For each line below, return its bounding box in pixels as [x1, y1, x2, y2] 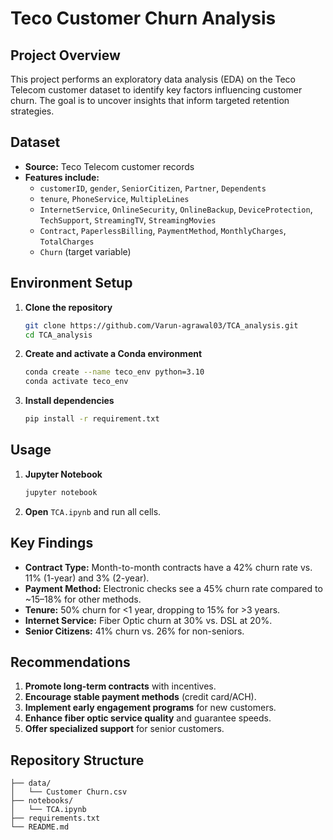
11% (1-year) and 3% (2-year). [24, 572, 150, 584]
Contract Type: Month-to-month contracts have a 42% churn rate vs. [24, 561, 313, 573]
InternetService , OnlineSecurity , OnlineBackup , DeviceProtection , [39, 203, 313, 215]
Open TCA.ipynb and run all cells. [24, 505, 162, 517]
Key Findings [10, 535, 94, 552]
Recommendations [10, 653, 131, 671]
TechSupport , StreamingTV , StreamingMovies [39, 213, 217, 226]
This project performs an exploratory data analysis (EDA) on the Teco [10, 73, 296, 85]
